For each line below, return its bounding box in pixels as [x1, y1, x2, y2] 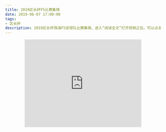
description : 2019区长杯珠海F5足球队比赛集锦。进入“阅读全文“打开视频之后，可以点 [5, 26, 159, 31]
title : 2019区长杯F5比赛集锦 [5, 7, 60, 12]
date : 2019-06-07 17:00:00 [5, 12, 61, 17]
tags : [5, 16, 16, 21]
